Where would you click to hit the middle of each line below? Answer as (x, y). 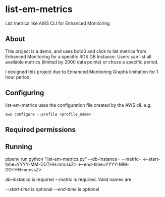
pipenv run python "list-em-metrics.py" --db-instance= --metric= (73, 159)
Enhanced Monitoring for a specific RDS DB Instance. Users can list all (78, 56)
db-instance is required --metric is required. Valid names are (68, 179)
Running (19, 147)
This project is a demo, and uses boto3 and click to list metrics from (76, 51)
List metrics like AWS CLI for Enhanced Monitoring (58, 23)
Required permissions (41, 129)
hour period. (18, 77)
